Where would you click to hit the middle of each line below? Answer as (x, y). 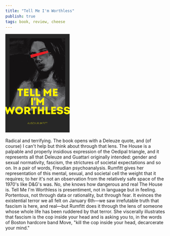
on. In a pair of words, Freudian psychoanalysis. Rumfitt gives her (74, 168)
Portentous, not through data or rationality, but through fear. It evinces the (83, 195)
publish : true (21, 16)
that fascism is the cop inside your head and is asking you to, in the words (84, 217)
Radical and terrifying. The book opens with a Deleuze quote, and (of (78, 141)
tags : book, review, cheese (35, 22)
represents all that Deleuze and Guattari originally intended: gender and (81, 157)
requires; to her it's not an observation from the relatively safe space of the (85, 179)
